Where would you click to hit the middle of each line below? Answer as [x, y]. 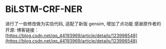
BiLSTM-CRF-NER [44, 9]
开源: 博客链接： [22, 30]
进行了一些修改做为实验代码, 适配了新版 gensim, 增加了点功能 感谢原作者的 [83, 23]
